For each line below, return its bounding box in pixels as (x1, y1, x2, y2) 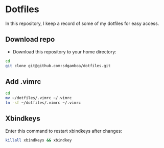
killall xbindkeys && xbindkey (5, 137, 72, 143)
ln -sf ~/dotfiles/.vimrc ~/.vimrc (5, 100, 81, 105)
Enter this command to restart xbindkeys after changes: (5, 128, 123, 134)
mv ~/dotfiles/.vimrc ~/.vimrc (5, 96, 72, 101)
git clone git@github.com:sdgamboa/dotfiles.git (5, 63, 111, 68)
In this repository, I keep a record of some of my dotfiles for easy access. (5, 20, 159, 26)
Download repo (5, 35, 55, 44)
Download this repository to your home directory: (12, 48, 116, 54)
